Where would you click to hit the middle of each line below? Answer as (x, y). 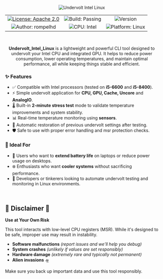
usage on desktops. (32, 160)
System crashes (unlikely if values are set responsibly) (67, 249)
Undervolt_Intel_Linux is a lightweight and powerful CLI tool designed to (82, 48)
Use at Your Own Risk (27, 220)
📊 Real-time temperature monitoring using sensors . (64, 118)
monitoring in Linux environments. (46, 183)
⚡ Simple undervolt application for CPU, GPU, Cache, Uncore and (78, 93)
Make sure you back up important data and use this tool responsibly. (74, 271)
